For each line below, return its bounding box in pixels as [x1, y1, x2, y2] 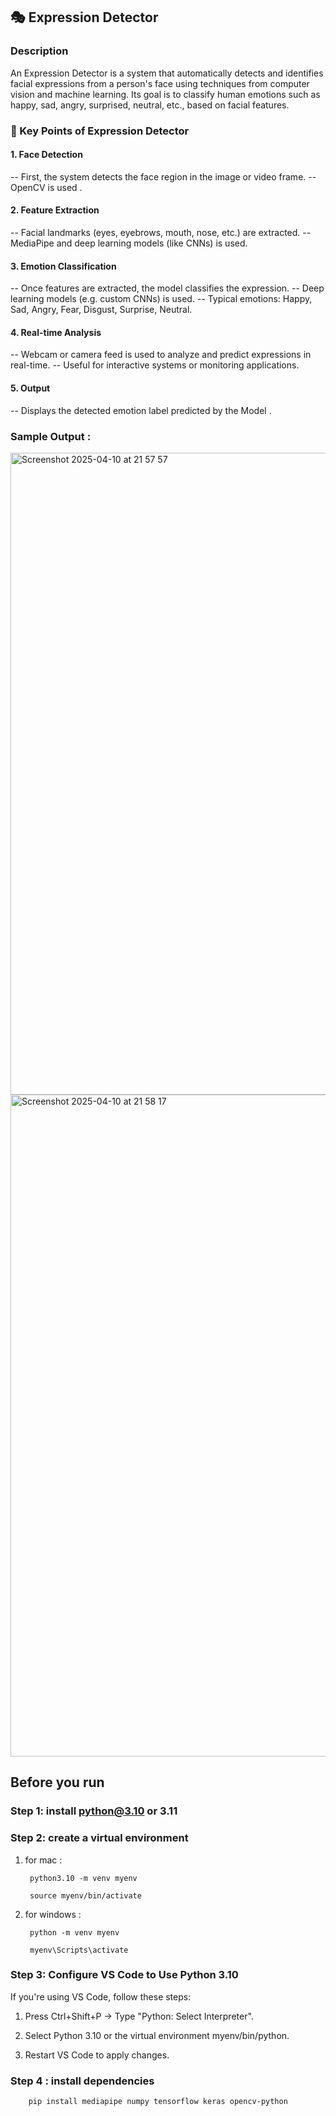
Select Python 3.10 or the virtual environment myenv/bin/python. [24, 2029, 290, 2041]
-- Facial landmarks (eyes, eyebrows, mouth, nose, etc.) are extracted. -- [10, 227, 312, 239]
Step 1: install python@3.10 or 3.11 [10, 1804, 178, 1818]
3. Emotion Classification [10, 260, 117, 272]
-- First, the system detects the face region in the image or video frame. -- [10, 170, 317, 183]
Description [10, 44, 69, 58]
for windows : [24, 1908, 82, 1920]
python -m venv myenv [29, 1927, 120, 1938]
